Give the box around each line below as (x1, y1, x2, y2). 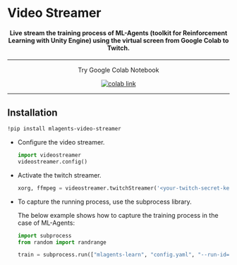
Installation (7, 106, 58, 118)
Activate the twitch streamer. (17, 171, 102, 179)
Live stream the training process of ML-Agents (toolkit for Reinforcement (9, 28, 228, 37)
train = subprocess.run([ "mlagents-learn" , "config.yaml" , (17, 252, 195, 259)
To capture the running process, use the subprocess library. (17, 197, 192, 206)
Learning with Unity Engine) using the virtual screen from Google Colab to (8, 36, 229, 44)
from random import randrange (17, 238, 107, 246)
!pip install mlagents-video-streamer (7, 125, 121, 132)
